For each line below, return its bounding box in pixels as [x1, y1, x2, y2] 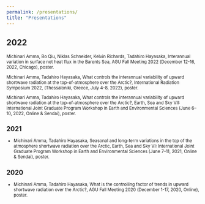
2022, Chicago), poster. [6, 64, 54, 70]
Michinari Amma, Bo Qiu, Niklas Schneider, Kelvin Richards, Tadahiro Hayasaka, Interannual [6, 53, 191, 60]
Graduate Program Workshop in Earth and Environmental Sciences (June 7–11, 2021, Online [13, 148, 197, 155]
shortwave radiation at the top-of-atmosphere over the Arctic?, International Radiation [6, 79, 179, 86]
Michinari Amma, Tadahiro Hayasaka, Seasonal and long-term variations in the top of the [13, 138, 193, 144]
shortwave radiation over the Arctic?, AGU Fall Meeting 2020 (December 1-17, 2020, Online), [13, 186, 199, 193]
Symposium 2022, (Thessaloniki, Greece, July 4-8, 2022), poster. [6, 85, 139, 91]
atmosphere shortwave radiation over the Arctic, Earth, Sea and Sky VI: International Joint [13, 143, 195, 149]
